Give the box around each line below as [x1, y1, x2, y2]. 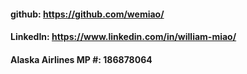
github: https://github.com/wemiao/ [10, 8, 165, 20]
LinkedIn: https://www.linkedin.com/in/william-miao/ [10, 31, 237, 43]
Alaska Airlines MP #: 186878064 [10, 53, 153, 65]
